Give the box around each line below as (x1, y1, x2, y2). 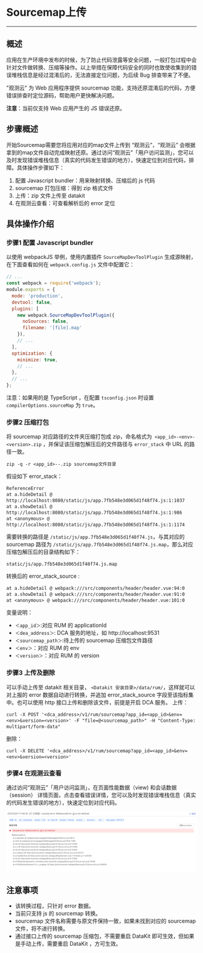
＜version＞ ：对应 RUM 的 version (14, 652, 100, 660)
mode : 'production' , (11, 293, 63, 299)
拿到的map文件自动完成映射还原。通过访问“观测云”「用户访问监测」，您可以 (6, 149, 195, 156)
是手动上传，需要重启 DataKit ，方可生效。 (14, 940, 121, 948)
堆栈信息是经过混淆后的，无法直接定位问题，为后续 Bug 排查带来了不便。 (11, 71, 194, 79)
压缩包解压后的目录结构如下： (6, 548, 80, 555)
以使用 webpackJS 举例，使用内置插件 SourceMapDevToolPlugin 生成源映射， (6, 254, 196, 261)
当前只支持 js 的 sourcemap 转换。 (14, 910, 101, 917)
